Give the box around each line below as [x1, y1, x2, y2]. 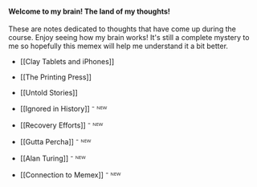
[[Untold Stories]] [19, 88, 78, 98]
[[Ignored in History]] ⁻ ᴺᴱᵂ [19, 104, 108, 114]
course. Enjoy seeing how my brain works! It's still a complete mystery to [8, 33, 250, 43]
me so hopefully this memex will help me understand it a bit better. [8, 41, 229, 51]
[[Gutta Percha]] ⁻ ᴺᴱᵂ [19, 137, 92, 147]
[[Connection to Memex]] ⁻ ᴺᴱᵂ [19, 170, 121, 180]
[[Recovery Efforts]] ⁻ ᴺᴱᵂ [19, 120, 104, 130]
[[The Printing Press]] [19, 72, 92, 82]
